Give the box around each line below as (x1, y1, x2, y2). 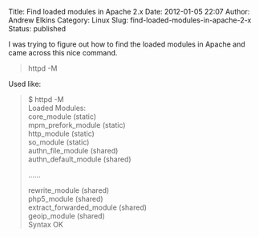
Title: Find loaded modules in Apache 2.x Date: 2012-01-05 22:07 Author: (8, 7, 250, 16)
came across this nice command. (8, 48, 118, 57)
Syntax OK (27, 220, 64, 229)
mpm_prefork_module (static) (27, 121, 126, 129)
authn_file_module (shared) (27, 146, 119, 155)
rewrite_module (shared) (27, 186, 110, 195)
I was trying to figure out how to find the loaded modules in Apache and (8, 39, 246, 49)
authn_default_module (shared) (27, 154, 132, 164)
